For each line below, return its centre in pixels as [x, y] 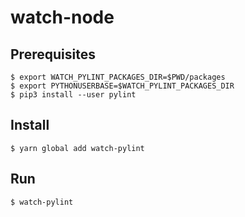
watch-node [62, 17]
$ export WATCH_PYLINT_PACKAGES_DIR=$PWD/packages [118, 77]
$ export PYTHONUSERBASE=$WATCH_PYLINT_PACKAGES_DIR [122, 86]
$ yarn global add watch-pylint [77, 148]
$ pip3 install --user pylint [73, 95]
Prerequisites [53, 54]
